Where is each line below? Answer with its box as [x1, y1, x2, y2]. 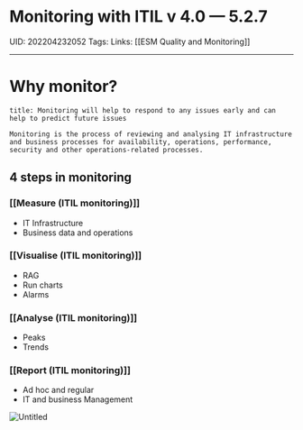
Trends [22, 342, 50, 352]
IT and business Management [22, 394, 133, 405]
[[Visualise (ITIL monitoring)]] [9, 250, 142, 262]
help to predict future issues [9, 114, 127, 123]
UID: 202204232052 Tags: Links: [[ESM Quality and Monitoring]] [9, 36, 251, 47]
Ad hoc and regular [22, 385, 95, 396]
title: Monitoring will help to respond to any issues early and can [9, 105, 277, 114]
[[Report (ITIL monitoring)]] [9, 364, 131, 377]
